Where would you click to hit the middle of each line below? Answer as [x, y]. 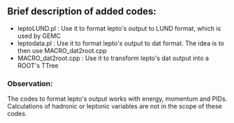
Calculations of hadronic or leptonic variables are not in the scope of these [115, 106]
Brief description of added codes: [82, 12]
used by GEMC [39, 36]
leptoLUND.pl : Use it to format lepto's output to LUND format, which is [119, 28]
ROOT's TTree [38, 65]
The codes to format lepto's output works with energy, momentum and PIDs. [117, 99]
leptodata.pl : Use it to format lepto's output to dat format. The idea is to [121, 43]
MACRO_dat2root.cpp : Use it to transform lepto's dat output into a [113, 58]
